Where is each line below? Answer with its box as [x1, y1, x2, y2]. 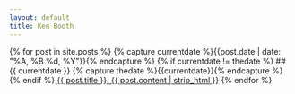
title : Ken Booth [9, 21, 74, 30]
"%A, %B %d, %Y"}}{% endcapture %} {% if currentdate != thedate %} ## [9, 56, 287, 66]
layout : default [9, 13, 70, 22]
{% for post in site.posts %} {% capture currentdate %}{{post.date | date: [9, 46, 281, 56]
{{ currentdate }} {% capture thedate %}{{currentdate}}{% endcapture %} [9, 64, 283, 76]
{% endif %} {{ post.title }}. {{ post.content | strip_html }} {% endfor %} [9, 74, 273, 85]
